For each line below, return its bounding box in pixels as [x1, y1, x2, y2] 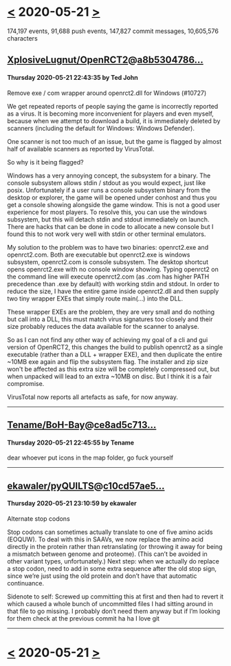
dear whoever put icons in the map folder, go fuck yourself [7, 453, 174, 462]
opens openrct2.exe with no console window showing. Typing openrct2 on [7, 265, 219, 273]
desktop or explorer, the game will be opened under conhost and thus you [7, 193, 217, 202]
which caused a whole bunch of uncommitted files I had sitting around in [7, 599, 213, 608]
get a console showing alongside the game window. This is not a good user [7, 200, 221, 208]
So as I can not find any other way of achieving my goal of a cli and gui [7, 335, 208, 344]
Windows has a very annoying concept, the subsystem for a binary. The [7, 171, 211, 180]
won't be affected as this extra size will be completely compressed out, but [7, 365, 220, 373]
